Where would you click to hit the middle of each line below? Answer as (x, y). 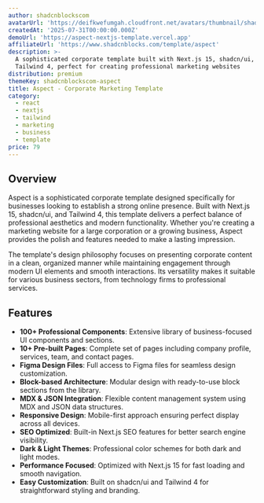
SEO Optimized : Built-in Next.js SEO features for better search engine (132, 432)
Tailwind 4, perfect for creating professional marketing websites (128, 67)
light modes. (40, 457)
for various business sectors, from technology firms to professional (117, 280)
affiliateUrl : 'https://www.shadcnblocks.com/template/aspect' (114, 45)
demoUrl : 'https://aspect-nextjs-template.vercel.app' (100, 37)
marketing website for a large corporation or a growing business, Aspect (125, 231)
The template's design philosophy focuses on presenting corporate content (130, 255)
